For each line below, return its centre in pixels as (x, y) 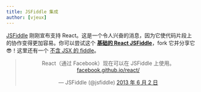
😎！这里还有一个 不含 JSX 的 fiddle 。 (53, 50)
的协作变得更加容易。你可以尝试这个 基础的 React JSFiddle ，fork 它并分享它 (100, 43)
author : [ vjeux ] (26, 17)
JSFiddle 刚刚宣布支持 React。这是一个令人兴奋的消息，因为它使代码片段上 (99, 35)
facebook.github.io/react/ (108, 70)
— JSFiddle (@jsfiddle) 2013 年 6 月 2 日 (108, 82)
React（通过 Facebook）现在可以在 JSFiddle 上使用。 (108, 63)
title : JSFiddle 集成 (32, 12)
